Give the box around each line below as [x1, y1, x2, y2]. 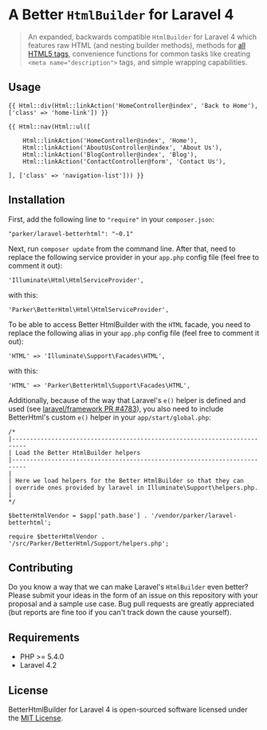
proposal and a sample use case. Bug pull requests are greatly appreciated [8, 599, 255, 609]
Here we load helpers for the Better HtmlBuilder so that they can [15, 476, 245, 484]
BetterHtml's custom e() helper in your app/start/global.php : [8, 412, 211, 422]
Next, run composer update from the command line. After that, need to [8, 243, 236, 253]
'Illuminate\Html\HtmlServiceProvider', [8, 276, 145, 284]
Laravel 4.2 [19, 661, 57, 670]
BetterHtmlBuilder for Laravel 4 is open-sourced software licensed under [8, 704, 249, 714]
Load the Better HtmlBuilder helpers [15, 448, 141, 456]
